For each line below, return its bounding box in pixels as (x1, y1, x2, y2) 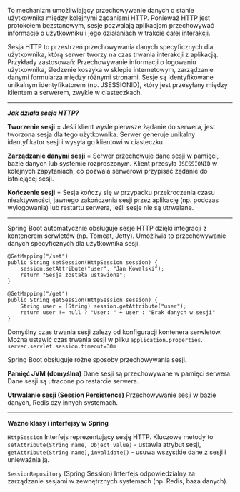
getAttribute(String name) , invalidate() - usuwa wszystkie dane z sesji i (7, 448, 226, 456)
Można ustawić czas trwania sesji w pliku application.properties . (7, 336, 203, 343)
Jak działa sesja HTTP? (7, 109, 79, 117)
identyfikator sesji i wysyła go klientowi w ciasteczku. (7, 138, 165, 146)
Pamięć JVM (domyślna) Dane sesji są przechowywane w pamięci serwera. (7, 369, 232, 378)
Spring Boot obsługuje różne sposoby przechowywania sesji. (7, 356, 187, 363)
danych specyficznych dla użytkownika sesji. (7, 239, 141, 247)
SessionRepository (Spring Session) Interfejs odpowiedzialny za (7, 469, 195, 478)
